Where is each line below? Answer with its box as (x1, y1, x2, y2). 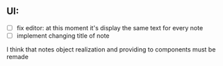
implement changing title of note (16, 31, 110, 40)
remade (6, 52, 29, 60)
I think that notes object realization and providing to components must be (6, 45, 216, 54)
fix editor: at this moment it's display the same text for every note (16, 23, 204, 32)
